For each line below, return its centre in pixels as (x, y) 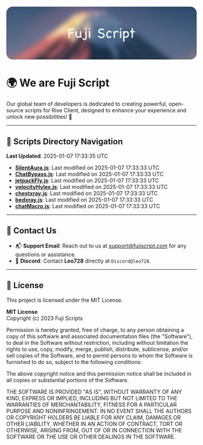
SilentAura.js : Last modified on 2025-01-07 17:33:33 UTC (87, 168)
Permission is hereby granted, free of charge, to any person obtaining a (95, 330)
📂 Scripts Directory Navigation (65, 142)
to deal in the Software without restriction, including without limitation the (97, 342)
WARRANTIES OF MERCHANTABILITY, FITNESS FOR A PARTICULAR (92, 405)
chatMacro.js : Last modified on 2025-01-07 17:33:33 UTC (87, 206)
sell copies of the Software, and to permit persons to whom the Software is (100, 355)
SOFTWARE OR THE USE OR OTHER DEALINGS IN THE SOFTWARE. (91, 437)
